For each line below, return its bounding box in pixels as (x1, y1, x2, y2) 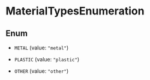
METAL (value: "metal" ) (14, 44, 69, 51)
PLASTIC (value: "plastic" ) (14, 56, 79, 63)
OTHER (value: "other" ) (14, 67, 69, 75)
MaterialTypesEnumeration (5, 4, 145, 18)
